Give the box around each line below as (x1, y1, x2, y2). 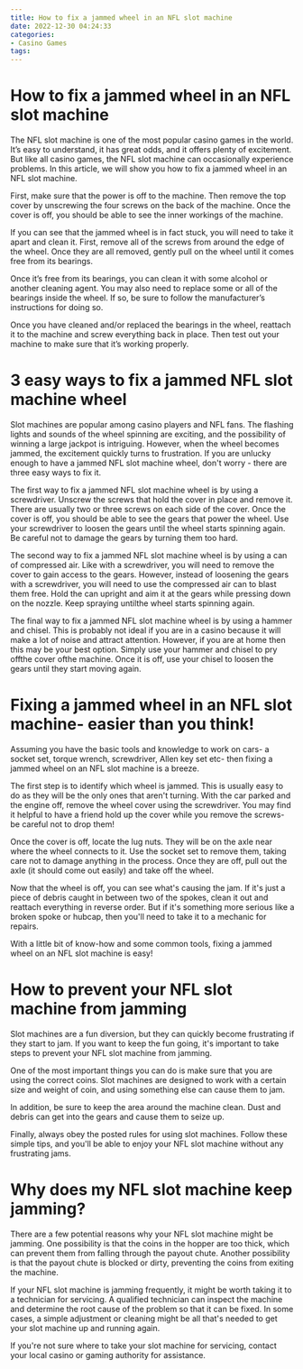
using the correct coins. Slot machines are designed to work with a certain (10, 1074, 287, 1085)
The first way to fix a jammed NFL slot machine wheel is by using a (10, 484, 259, 495)
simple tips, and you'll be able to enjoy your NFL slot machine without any (10, 1138, 284, 1149)
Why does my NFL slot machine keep (10, 1180, 293, 1200)
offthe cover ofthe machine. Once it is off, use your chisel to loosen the (10, 654, 274, 664)
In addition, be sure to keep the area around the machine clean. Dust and (10, 1101, 281, 1112)
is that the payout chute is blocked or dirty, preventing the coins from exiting (10, 1257, 294, 1268)
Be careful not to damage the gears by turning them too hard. (10, 533, 238, 543)
